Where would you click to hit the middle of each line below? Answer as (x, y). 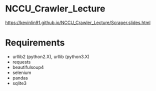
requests (21, 62)
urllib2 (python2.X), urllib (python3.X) (51, 56)
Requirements (35, 43)
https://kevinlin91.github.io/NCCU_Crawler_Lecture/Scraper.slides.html (78, 22)
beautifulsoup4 (28, 67)
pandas (20, 77)
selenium (22, 72)
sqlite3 (19, 83)
